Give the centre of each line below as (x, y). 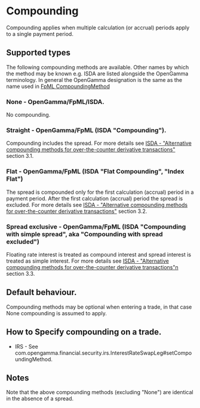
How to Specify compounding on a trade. (84, 332)
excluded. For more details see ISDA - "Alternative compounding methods (97, 205)
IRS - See (27, 346)
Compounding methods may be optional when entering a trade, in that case (99, 307)
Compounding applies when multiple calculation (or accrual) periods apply (98, 28)
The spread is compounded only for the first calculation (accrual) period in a (100, 192)
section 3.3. (21, 273)
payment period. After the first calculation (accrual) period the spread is (95, 198)
